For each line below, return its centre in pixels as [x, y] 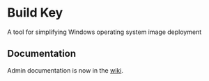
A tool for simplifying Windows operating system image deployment [104, 32]
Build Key [35, 13]
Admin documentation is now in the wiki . [65, 70]
